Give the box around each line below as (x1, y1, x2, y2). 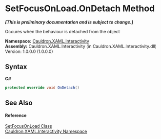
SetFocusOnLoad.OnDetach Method (5, 3, 155, 14)
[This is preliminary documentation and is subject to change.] (5, 19, 133, 25)
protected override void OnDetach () (5, 85, 80, 90)
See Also (5, 99, 33, 107)
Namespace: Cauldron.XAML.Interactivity (5, 38, 89, 44)
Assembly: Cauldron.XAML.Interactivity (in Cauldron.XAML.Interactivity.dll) (5, 43, 157, 49)
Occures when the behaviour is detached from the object (5, 28, 121, 34)
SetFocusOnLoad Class (5, 123, 52, 129)
